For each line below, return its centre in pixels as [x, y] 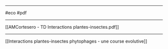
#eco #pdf [16, 13]
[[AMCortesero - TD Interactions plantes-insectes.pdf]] [62, 27]
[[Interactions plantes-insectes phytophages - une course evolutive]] [76, 41]
